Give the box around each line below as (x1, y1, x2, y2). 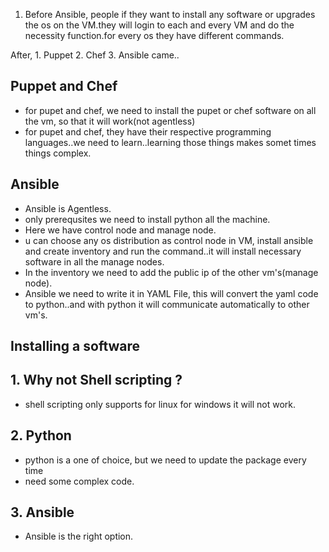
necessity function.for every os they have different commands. (24, 30, 285, 41)
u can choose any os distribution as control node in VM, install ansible (24, 234, 314, 246)
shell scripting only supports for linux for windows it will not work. (24, 398, 297, 410)
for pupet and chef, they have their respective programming (24, 125, 272, 138)
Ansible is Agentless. (24, 202, 112, 214)
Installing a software (10, 338, 141, 355)
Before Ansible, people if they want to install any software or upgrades (24, 9, 316, 20)
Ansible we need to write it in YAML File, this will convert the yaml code (24, 287, 319, 299)
